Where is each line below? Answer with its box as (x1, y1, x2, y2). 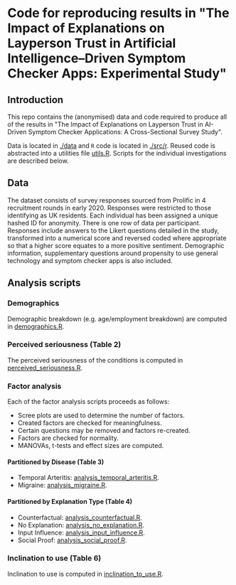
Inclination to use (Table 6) (7, 553, 102, 563)
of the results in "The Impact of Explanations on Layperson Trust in (7, 120, 204, 129)
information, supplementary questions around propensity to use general (7, 249, 218, 257)
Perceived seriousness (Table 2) (7, 340, 122, 350)
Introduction (7, 94, 64, 106)
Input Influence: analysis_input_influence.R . (17, 528, 146, 537)
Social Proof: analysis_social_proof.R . (17, 535, 127, 544)
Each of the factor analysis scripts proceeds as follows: (7, 397, 170, 406)
